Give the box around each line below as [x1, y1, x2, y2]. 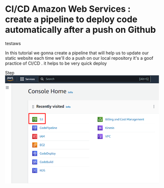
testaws [5, 40, 21, 46]
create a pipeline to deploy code [5, 14, 138, 25]
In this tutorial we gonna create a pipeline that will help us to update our [5, 50, 149, 56]
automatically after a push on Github [5, 24, 156, 35]
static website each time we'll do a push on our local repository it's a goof [5, 55, 154, 61]
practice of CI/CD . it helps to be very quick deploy [5, 60, 107, 66]
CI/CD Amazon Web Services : [5, 3, 131, 15]
